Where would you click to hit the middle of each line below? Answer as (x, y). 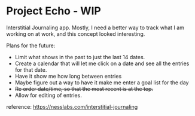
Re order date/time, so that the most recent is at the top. (84, 88)
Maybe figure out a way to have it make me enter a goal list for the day (102, 83)
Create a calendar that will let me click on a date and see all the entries (102, 63)
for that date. (31, 69)
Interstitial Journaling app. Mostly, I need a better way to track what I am (95, 28)
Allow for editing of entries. (48, 95)
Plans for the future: (31, 45)
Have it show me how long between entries (68, 76)
